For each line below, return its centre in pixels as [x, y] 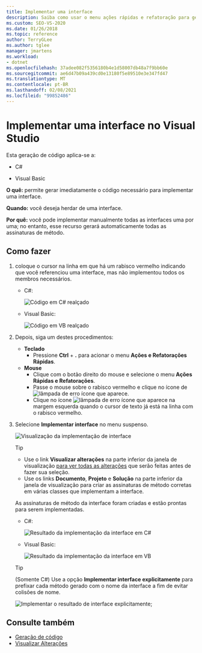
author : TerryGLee [29, 40]
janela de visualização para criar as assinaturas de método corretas [108, 484]
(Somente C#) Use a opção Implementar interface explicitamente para [104, 579]
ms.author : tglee [28, 46]
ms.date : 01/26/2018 [32, 29]
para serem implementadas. [50, 509]
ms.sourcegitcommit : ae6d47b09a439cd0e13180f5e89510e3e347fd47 [87, 73]
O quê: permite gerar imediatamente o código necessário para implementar [100, 190]
